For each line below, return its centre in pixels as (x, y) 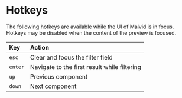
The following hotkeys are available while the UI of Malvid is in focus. (90, 27)
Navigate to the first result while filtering (86, 67)
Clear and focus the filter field (71, 57)
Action (39, 47)
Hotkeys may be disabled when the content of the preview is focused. (91, 32)
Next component (53, 86)
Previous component (59, 76)
